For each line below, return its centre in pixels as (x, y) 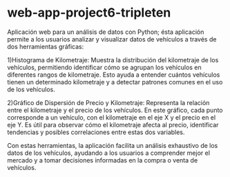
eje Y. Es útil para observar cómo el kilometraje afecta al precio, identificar (113, 124)
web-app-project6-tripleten (89, 13)
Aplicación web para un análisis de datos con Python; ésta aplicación (106, 32)
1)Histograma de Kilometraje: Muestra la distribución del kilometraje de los (113, 59)
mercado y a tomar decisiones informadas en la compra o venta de (103, 160)
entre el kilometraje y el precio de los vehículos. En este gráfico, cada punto (115, 110)
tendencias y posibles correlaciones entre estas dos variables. (96, 132)
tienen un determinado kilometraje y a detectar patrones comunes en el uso (115, 82)
